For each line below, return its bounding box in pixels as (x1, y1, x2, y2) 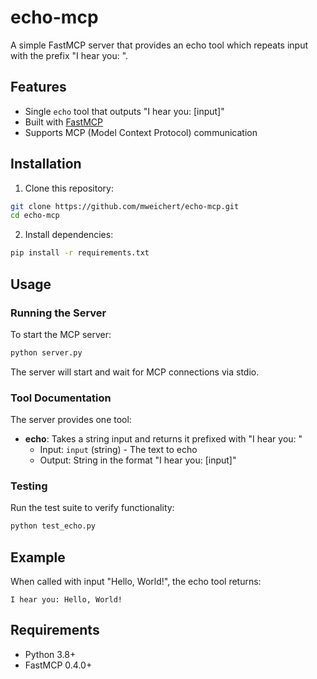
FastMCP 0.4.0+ (24, 659, 93, 671)
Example (10, 549, 66, 566)
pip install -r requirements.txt (10, 248, 150, 258)
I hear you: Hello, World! (10, 595, 123, 605)
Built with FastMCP (24, 116, 103, 128)
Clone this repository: (24, 182, 114, 194)
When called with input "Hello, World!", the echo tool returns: (10, 576, 262, 588)
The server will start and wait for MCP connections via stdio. (10, 366, 260, 378)
